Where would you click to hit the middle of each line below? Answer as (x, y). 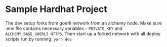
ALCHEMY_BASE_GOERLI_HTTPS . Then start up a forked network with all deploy (83, 33)
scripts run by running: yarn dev (38, 39)
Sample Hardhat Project (56, 9)
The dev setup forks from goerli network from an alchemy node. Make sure (84, 23)
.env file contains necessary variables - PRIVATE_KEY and (64, 28)
